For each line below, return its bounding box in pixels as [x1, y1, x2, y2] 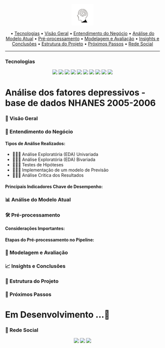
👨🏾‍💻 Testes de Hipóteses [12, 162, 64, 168]
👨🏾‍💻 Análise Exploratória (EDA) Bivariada [12, 157, 96, 162]
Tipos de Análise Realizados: [5, 140, 65, 146]
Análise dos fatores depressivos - [5, 87, 146, 98]
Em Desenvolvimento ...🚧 [5, 309, 110, 320]
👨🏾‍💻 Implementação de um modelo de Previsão [12, 167, 109, 173]
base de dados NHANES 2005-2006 [5, 97, 156, 109]
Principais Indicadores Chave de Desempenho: [5, 184, 103, 190]
